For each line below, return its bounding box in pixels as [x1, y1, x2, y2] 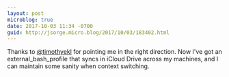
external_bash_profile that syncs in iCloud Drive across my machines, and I [7, 55, 219, 63]
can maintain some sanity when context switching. [7, 62, 150, 70]
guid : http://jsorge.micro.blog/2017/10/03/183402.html [7, 29, 170, 36]
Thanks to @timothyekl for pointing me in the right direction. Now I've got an [7, 48, 222, 56]
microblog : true [7, 16, 53, 23]
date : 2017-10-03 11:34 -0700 [7, 22, 94, 29]
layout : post [7, 10, 44, 17]
